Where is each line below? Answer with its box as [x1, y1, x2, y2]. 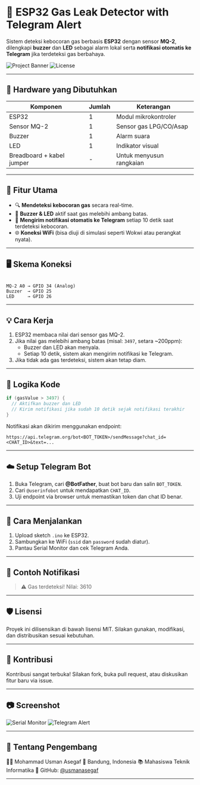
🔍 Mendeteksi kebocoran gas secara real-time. [14, 201, 134, 208]
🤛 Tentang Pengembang [6, 742, 97, 752]
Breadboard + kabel [9, 151, 65, 160]
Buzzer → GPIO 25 [6, 288, 52, 294]
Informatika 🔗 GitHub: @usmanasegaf [6, 767, 99, 774]
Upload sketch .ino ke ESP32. [14, 532, 89, 539]
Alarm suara [115, 132, 151, 140]
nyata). [14, 235, 33, 243]
